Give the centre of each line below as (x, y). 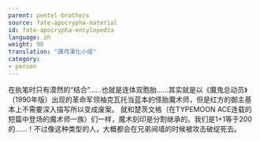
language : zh (30, 37)
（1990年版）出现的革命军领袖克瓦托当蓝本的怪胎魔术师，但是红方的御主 (126, 99)
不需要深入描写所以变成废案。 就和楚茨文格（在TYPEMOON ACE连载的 (137, 109)
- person (22, 67)
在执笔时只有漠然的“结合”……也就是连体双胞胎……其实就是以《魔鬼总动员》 (128, 89)
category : (24, 60)
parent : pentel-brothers (49, 15)
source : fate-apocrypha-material (63, 23)
